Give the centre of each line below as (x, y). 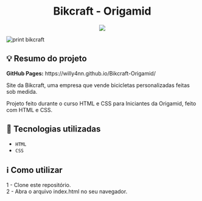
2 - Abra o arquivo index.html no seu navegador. (67, 192)
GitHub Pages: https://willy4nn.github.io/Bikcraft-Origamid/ (81, 73)
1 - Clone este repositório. (39, 185)
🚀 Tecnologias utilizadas (54, 129)
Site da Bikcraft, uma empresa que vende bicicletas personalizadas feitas (98, 85)
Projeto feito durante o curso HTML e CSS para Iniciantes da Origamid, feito (101, 103)
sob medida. (22, 91)
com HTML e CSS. (30, 110)
